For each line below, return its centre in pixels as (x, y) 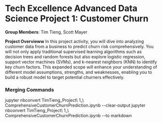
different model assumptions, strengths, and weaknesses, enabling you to (79, 72)
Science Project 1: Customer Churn (77, 19)
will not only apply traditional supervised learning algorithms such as (73, 52)
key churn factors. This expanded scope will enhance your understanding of (81, 67)
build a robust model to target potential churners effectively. (65, 77)
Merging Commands (29, 90)
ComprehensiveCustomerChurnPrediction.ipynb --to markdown (68, 116)
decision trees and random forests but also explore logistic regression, (75, 56)
